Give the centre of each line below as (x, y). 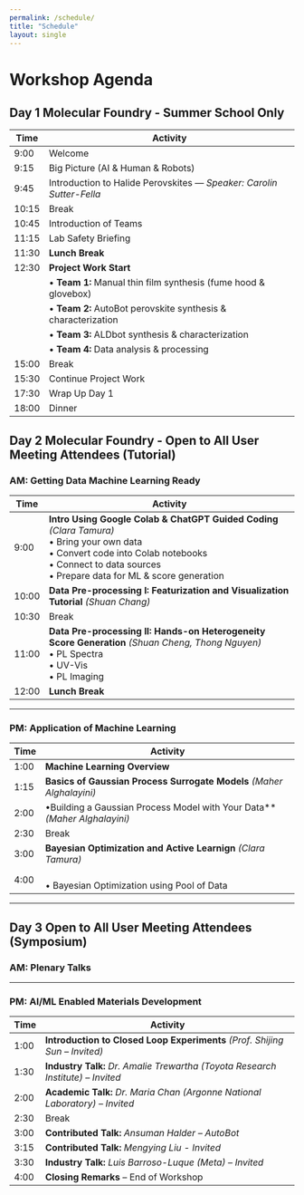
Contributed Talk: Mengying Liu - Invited (133, 1148)
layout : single (38, 34)
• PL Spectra (76, 654)
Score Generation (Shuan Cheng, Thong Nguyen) (155, 642)
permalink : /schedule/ (52, 18)
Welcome (69, 153)
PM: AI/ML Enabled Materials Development (105, 1001)
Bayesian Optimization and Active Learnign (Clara (155, 848)
